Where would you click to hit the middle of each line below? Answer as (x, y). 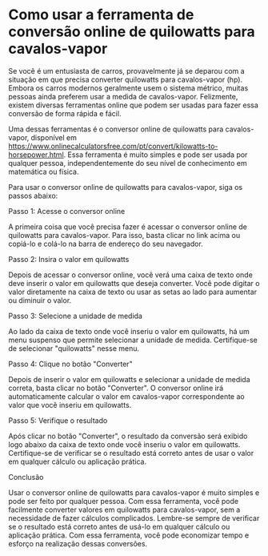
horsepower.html (36, 155)
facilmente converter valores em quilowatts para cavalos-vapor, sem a (124, 510)
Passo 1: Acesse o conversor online (67, 211)
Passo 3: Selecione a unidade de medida (75, 316)
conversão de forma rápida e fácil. (65, 113)
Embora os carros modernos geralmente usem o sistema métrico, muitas (128, 88)
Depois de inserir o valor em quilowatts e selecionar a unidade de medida (129, 379)
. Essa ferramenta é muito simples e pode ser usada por (156, 155)
